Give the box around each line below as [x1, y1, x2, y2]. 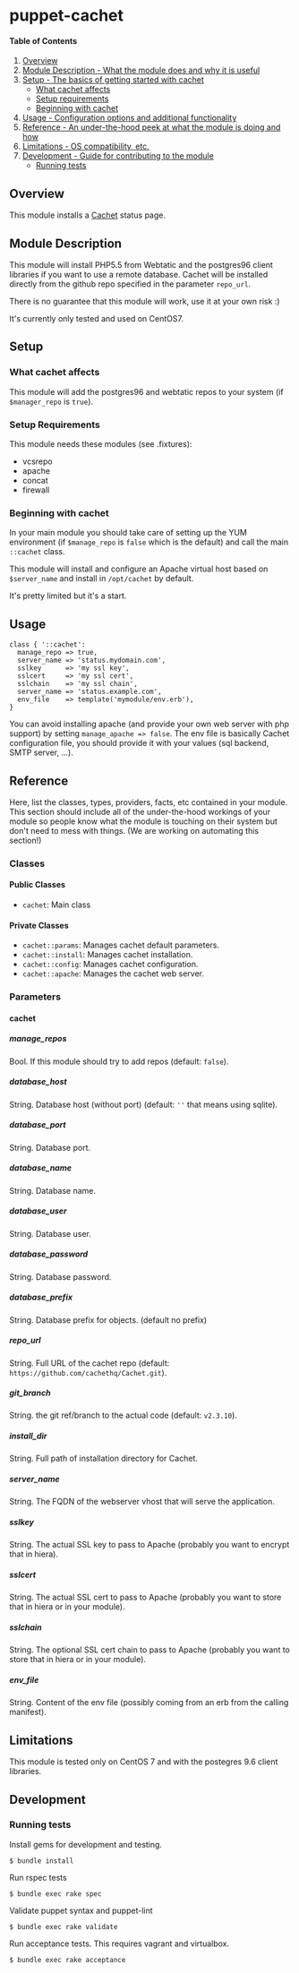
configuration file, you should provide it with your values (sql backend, [9, 738, 269, 749]
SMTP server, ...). [9, 747, 73, 758]
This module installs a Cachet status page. [9, 210, 166, 220]
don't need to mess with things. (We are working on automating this [9, 825, 260, 836]
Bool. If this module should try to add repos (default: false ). [9, 1056, 229, 1067]
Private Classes [9, 920, 69, 931]
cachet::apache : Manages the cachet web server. [21, 968, 204, 979]
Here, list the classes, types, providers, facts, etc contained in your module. [9, 796, 288, 807]
